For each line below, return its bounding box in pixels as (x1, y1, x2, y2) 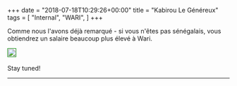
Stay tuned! (7, 64, 41, 72)
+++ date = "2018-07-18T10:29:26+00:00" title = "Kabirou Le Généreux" (7, 6, 219, 14)
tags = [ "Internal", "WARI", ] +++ (7, 13, 104, 22)
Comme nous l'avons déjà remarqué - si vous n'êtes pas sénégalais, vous (7, 27, 221, 35)
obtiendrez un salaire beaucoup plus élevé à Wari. (7, 34, 153, 43)
